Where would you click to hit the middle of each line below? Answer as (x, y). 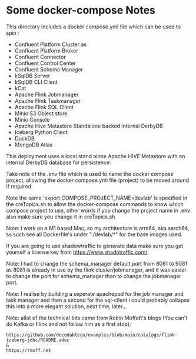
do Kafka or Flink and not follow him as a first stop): (69, 324)
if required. (19, 186)
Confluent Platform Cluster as (51, 44)
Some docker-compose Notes (81, 10)
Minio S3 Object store (41, 113)
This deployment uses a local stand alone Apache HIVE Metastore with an (96, 156)
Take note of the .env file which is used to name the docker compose (90, 174)
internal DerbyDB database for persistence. (59, 162)
